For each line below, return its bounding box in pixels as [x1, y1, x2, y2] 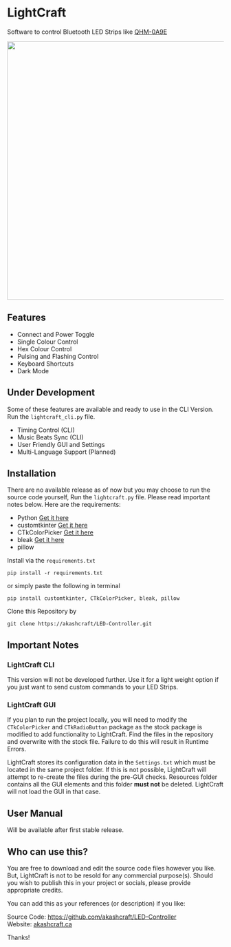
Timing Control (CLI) [16, 426, 76, 434]
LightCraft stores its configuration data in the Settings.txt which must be [7, 758, 216, 767]
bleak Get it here [16, 536, 65, 544]
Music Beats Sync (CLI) [16, 433, 84, 441]
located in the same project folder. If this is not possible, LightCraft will [7, 766, 207, 774]
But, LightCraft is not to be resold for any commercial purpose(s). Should [7, 871, 213, 880]
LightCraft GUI [7, 700, 56, 709]
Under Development [7, 387, 95, 399]
